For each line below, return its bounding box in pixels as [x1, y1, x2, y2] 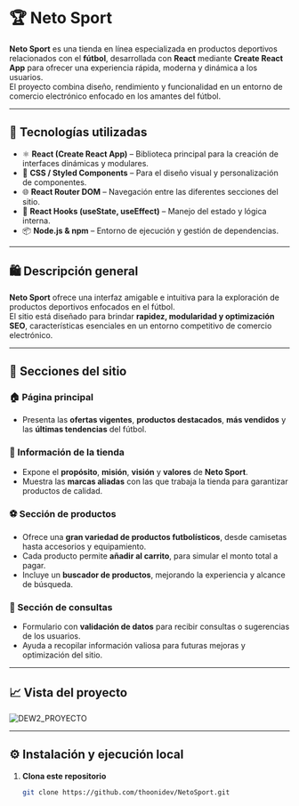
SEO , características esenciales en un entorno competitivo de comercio [9, 320, 272, 331]
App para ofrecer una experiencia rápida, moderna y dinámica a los [9, 62, 258, 73]
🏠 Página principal [9, 391, 93, 403]
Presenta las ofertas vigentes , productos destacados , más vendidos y [21, 415, 287, 425]
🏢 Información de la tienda [9, 447, 125, 459]
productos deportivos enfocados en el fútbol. [9, 301, 175, 312]
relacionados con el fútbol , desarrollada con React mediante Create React [9, 52, 283, 63]
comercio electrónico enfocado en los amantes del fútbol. [9, 91, 221, 101]
